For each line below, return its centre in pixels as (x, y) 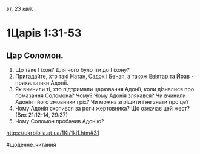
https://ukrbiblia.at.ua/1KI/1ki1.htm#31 (53, 133)
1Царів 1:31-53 (44, 33)
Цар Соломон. (35, 55)
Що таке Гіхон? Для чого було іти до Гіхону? (72, 70)
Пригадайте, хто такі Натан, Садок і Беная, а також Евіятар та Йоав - (104, 76)
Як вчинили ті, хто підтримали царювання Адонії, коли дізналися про (105, 89)
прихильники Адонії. (42, 83)
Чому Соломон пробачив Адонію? (59, 121)
